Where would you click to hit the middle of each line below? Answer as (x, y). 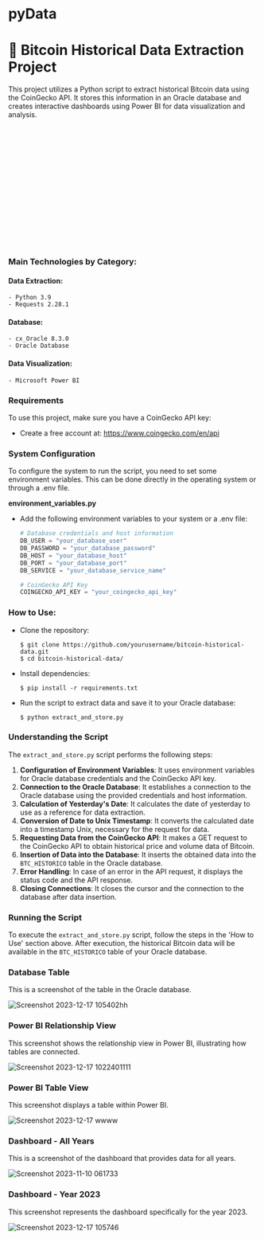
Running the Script (45, 917)
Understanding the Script (58, 737)
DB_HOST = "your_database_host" (73, 555)
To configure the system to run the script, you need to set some (113, 471)
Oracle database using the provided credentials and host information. (134, 795)
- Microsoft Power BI (44, 380)
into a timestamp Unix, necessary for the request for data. (115, 829)
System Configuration (52, 453)
